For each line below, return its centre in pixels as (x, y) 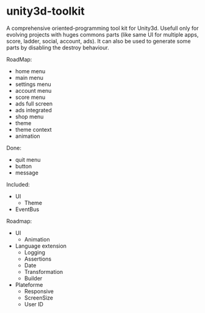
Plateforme (29, 284)
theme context (33, 129)
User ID (34, 304)
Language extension (41, 246)
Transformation (44, 272)
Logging (35, 252)
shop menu (29, 117)
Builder (33, 278)
